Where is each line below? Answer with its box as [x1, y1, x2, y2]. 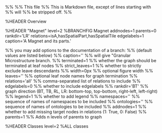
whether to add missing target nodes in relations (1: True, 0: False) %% [5, 109, 147, 115]
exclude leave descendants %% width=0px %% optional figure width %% [5, 68, 154, 74]
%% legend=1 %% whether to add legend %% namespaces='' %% [5, 93, 140, 99]
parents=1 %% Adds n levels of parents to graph [5, 114, 102, 120]
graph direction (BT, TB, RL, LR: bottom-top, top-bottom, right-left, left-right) [5, 89, 158, 94]
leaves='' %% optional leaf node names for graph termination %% [5, 73, 138, 79]
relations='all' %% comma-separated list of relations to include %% [5, 78, 141, 84]
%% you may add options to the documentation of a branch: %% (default [5, 48, 152, 53]
